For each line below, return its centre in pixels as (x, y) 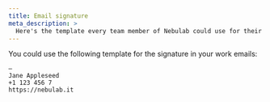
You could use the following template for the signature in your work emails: (133, 54)
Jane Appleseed (34, 76)
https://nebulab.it (41, 90)
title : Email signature (49, 16)
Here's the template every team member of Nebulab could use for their (139, 31)
